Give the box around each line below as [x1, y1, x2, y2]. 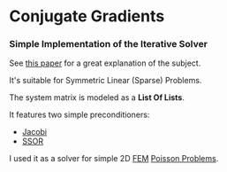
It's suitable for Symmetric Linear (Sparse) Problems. [9, 75, 202, 86]
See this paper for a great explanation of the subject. [9, 58, 201, 68]
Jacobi [21, 127, 48, 137]
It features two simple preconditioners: [9, 109, 150, 121]
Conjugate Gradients [9, 6, 165, 27]
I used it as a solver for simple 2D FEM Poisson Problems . [9, 153, 219, 164]
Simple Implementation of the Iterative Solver [9, 38, 208, 51]
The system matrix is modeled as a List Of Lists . [9, 92, 185, 103]
